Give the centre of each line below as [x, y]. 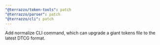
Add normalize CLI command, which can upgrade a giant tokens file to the [80, 33]
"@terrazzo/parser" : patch [33, 14]
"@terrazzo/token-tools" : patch [38, 10]
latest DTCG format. [25, 38]
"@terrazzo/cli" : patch [30, 19]
